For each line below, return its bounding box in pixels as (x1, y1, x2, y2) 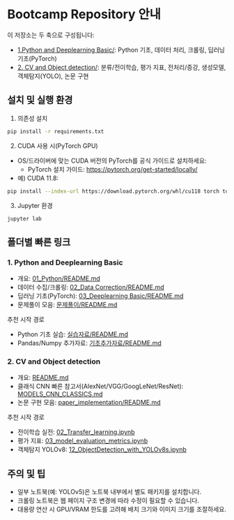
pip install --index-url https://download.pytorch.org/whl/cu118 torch (7, 188, 219, 195)
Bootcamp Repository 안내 (7, 6, 162, 22)
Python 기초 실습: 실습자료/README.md (17, 330, 129, 339)
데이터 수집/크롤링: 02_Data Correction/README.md (17, 283, 165, 292)
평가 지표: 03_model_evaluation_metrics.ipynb (17, 437, 148, 445)
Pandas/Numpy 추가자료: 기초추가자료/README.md (17, 339, 162, 348)
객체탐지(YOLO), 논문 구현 (17, 71, 89, 80)
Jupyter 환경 (17, 201, 54, 209)
